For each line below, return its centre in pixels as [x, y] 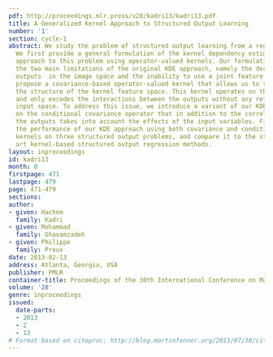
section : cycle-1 [38, 39]
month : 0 [23, 167]
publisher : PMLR [36, 273]
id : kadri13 [28, 159]
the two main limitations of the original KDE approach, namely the [134, 69]
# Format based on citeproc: [58, 340]
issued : [22, 303]
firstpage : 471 [34, 174]
